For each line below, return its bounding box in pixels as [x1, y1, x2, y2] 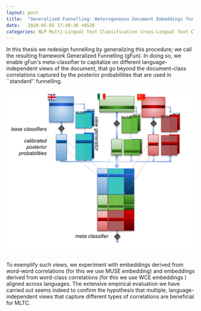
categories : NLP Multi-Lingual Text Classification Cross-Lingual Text [6, 29, 188, 35]
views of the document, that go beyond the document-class [38, 65, 187, 72]
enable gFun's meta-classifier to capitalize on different [6, 59, 141, 66]
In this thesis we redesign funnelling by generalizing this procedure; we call [6, 46, 192, 53]
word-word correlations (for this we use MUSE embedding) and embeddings [6, 267, 195, 275]
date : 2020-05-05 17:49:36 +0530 [6, 22, 95, 28]
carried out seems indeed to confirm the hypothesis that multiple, [6, 286, 167, 294]
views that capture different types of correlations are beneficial [38, 293, 194, 300]
